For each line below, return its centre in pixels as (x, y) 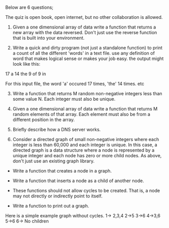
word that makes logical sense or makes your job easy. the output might (88, 59)
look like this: (26, 64)
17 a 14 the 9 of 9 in (26, 74)
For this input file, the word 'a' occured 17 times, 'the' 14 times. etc (75, 84)
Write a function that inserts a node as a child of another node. (78, 181)
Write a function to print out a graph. (51, 206)
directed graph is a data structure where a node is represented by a (83, 150)
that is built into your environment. (49, 38)
